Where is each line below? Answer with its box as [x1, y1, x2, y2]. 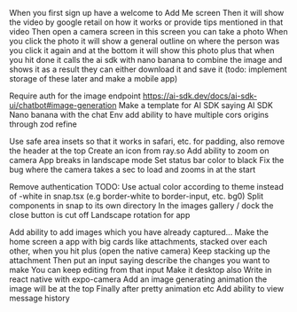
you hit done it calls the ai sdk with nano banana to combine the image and [9, 55, 283, 65]
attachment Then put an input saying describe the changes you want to [9, 255, 270, 265]
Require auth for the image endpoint [9, 90, 142, 101]
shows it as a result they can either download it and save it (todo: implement [9, 64, 287, 74]
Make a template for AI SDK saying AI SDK [118, 100, 273, 110]
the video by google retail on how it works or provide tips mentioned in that [9, 17, 284, 27]
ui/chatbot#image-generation [9, 100, 117, 110]
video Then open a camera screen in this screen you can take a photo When [9, 27, 288, 36]
